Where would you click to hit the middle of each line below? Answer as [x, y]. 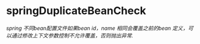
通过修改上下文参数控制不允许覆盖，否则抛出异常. [72, 35]
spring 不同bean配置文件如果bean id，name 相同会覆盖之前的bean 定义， [97, 28]
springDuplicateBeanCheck [76, 11]
